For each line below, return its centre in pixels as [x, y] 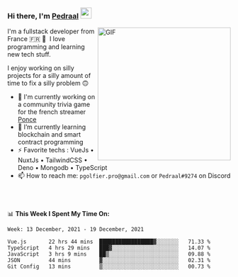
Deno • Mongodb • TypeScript [62, 168]
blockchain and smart [49, 135]
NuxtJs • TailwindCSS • [52, 160]
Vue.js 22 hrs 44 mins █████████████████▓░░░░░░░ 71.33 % [109, 242]
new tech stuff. [29, 55]
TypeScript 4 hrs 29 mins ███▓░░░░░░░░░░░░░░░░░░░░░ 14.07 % [109, 248]
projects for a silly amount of [49, 76]
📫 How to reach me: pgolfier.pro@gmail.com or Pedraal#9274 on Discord [124, 176]
